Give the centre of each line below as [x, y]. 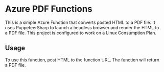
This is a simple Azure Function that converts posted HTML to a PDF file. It [80, 22]
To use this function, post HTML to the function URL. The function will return [82, 60]
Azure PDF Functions [49, 9]
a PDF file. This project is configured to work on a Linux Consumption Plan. [81, 33]
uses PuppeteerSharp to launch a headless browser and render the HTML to [82, 27]
